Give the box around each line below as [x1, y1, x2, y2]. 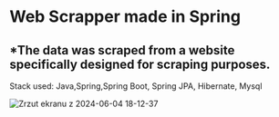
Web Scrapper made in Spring [9, 6, 242, 27]
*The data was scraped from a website [9, 43, 235, 58]
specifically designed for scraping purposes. [9, 56, 271, 72]
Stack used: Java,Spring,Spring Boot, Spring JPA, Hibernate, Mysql [9, 81, 263, 92]
